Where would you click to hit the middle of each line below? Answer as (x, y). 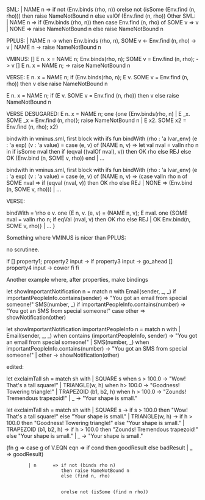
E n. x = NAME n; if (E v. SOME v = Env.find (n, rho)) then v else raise (93, 95)
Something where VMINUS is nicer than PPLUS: (66, 237)
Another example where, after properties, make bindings (77, 280)
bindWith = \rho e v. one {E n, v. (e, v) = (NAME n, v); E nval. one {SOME (97, 213)
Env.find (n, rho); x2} (32, 127)
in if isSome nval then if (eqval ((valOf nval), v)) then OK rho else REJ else (99, 152)
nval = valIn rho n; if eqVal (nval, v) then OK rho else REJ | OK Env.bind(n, (99, 219)
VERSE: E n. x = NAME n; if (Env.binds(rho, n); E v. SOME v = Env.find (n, (98, 77)
